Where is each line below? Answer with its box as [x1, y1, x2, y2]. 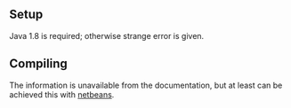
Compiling [9, 57, 69, 72]
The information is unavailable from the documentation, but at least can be [9, 80, 283, 90]
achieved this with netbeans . [9, 89, 115, 100]
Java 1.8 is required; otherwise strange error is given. [9, 30, 205, 41]
